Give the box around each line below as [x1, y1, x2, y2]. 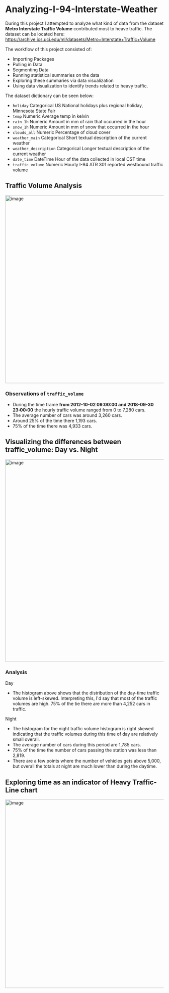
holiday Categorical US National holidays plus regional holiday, [12, 102, 143, 108]
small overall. [12, 736, 40, 742]
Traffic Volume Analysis [5, 181, 82, 190]
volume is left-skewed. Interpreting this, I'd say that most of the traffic [12, 695, 157, 701]
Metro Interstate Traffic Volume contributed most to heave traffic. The [5, 25, 152, 31]
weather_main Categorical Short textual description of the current [12, 134, 147, 140]
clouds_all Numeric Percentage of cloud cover [12, 129, 111, 135]
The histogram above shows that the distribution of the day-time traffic [12, 690, 159, 696]
